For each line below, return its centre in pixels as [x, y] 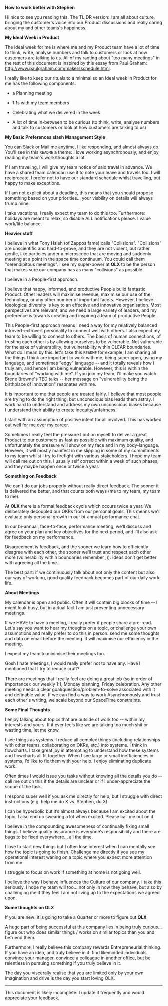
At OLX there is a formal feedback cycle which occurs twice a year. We [78, 506]
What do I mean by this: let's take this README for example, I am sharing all [81, 352]
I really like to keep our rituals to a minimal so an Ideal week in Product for [81, 78]
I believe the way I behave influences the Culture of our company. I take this [83, 882]
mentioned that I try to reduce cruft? [42, 669]
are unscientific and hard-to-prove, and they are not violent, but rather [78, 248]
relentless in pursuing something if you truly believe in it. [63, 963]
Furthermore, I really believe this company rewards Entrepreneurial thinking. [83, 947]
